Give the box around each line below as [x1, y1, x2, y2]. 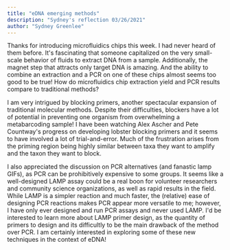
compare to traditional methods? [7, 85, 100, 93]
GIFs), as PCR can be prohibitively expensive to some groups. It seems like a [7, 170, 224, 178]
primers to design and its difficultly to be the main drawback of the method [7, 221, 219, 229]
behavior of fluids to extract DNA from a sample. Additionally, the [23, 56, 208, 64]
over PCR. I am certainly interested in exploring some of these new [7, 228, 196, 236]
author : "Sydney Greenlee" [7, 23, 84, 29]
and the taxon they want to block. [7, 149, 102, 158]
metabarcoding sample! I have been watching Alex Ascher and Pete [7, 121, 199, 129]
